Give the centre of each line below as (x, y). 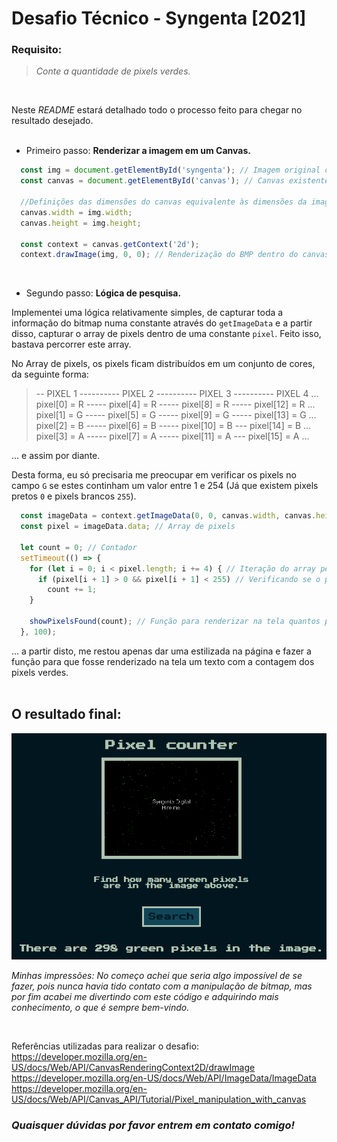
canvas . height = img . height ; (81, 223)
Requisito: (37, 50)
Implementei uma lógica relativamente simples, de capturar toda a (147, 313)
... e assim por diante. (56, 456)
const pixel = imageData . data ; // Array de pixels (128, 527)
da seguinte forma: (50, 374)
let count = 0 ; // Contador (79, 547)
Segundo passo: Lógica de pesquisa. (103, 293)
